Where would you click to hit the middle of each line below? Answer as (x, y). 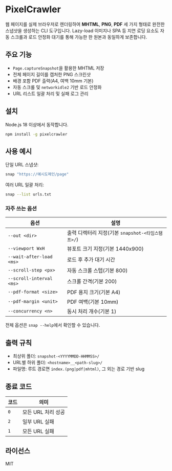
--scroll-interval (30, 279)
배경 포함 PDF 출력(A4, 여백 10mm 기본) (53, 81)
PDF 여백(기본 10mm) (93, 302)
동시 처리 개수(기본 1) (92, 311)
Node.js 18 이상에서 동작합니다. (37, 124)
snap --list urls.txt (28, 195)
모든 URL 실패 (38, 431)
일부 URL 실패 (38, 421)
